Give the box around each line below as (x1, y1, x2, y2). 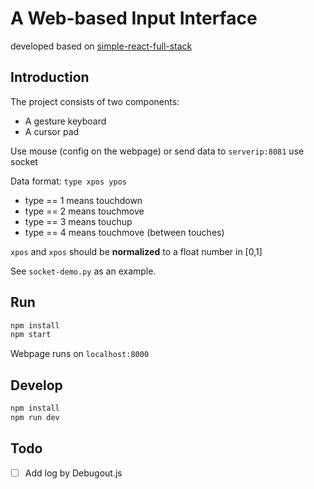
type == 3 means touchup (24, 215, 133, 227)
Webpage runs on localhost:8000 (10, 348, 150, 360)
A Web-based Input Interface (10, 7, 258, 30)
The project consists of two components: (10, 95, 180, 107)
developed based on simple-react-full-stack (10, 40, 193, 52)
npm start (10, 330, 52, 340)
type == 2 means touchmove (24, 205, 145, 217)
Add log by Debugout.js (24, 467, 123, 479)
